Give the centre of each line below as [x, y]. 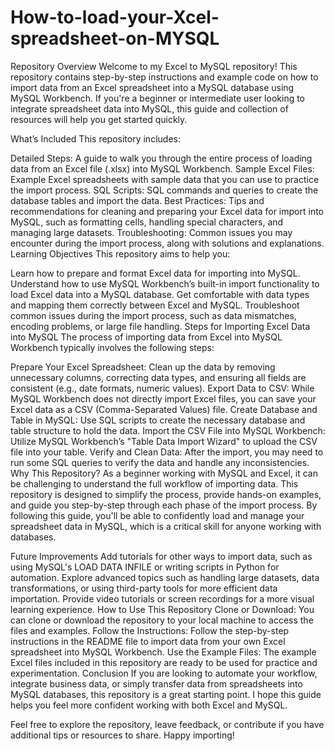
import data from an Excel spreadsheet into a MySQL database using [152, 87]
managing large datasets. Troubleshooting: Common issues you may [151, 232]
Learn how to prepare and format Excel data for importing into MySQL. [155, 273]
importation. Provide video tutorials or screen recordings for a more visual [162, 598]
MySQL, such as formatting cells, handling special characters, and [147, 222]
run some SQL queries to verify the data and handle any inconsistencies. [160, 462]
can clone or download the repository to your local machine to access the [162, 620]
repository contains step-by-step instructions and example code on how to [164, 77]
